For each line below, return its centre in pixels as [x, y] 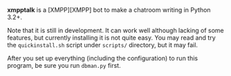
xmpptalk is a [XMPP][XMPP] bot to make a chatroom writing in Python [109, 10]
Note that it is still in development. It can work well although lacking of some [115, 30]
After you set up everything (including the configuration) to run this [103, 58]
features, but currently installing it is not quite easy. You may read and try [111, 38]
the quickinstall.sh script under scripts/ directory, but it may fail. [103, 45]
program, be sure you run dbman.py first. [64, 65]
